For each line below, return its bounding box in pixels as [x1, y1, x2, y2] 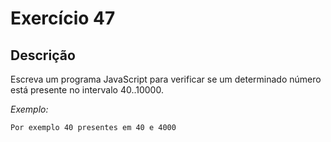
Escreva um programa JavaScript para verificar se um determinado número [10, 73, 322, 85]
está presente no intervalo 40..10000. [10, 84, 164, 96]
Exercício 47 [10, 7, 116, 30]
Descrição [10, 47, 76, 64]
